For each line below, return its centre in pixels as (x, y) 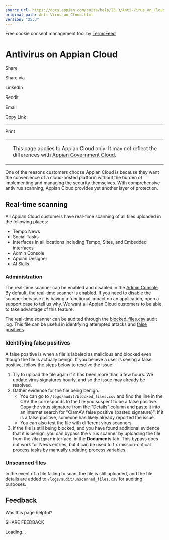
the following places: (27, 222)
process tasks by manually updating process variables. (69, 450)
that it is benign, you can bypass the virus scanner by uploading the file (87, 433)
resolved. (22, 385)
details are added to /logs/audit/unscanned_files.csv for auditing (74, 479)
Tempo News (26, 232)
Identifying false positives (38, 343)
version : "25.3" (22, 19)
